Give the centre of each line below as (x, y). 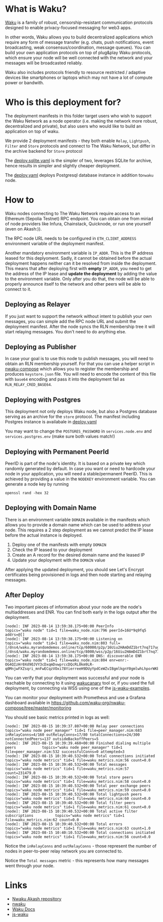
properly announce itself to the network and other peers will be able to (76, 284)
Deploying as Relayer (38, 304)
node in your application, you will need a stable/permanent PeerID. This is (79, 474)
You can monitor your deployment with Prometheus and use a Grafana (75, 697)
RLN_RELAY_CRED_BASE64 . (29, 384)
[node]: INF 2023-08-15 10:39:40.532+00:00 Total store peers (69, 777)
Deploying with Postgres (43, 400)
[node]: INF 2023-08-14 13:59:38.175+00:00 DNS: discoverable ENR (73, 656)
